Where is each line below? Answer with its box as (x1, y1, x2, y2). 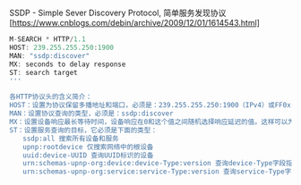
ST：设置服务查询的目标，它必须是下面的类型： (9, 125, 159, 135)
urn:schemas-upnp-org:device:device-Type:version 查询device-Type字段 (21, 159, 287, 168)
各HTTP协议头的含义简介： (9, 92, 92, 102)
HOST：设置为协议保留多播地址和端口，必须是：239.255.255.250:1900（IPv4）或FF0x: (9, 101, 296, 110)
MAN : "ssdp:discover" (9, 51, 90, 60)
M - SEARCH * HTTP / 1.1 (9, 35, 87, 44)
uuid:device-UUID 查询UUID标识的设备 (21, 150, 154, 160)
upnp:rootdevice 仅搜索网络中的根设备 (21, 142, 154, 151)
